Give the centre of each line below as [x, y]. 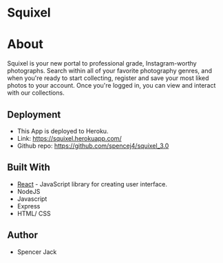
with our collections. [36, 93]
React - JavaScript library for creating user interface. [92, 184]
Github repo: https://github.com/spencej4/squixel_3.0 [93, 146]
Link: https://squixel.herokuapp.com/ [69, 138]
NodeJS [29, 191]
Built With [29, 167]
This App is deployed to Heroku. [63, 131]
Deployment [34, 114]
